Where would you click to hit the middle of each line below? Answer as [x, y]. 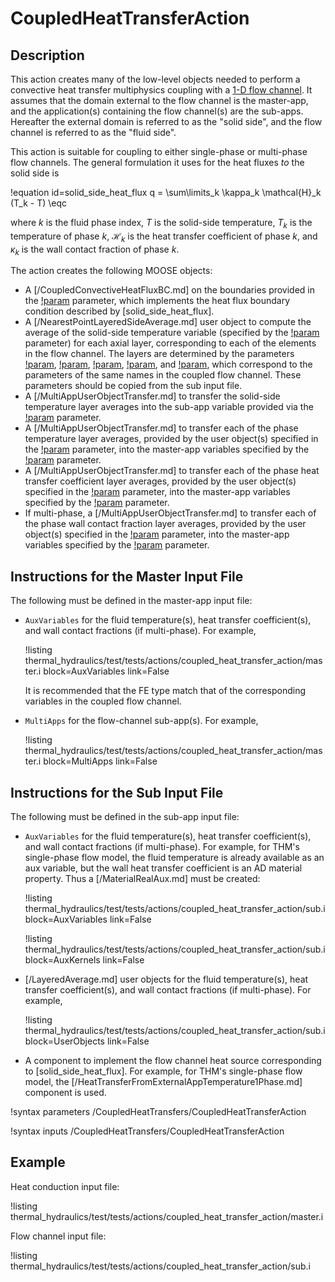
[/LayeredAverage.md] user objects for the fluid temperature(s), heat [166, 979]
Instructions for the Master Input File [127, 576]
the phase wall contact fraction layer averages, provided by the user [165, 524]
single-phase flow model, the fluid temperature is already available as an [174, 858]
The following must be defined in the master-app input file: [131, 601]
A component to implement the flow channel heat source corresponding [173, 1061]
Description [47, 55]
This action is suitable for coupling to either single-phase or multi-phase [159, 151]
